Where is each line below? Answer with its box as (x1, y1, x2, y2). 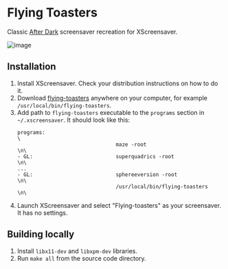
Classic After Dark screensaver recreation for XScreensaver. (7, 28, 178, 36)
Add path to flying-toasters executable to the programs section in (16, 108, 205, 116)
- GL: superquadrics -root (16, 153, 174, 160)
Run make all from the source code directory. (16, 254, 146, 262)
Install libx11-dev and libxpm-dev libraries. (16, 246, 138, 255)
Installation (7, 61, 56, 73)
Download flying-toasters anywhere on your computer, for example (16, 94, 208, 102)
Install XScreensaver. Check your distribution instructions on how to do (16, 79, 218, 87)
